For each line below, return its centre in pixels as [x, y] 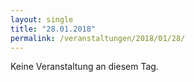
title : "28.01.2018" [53, 29]
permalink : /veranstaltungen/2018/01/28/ [98, 38]
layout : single [42, 19]
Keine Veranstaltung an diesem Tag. [84, 67]
